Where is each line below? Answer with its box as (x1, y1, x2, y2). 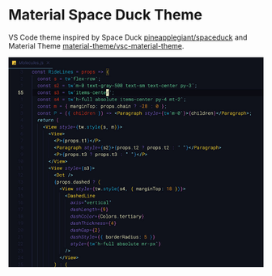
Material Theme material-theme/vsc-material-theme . (8, 40, 185, 50)
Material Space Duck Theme (8, 6, 202, 24)
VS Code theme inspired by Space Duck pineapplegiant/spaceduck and (8, 32, 248, 42)
